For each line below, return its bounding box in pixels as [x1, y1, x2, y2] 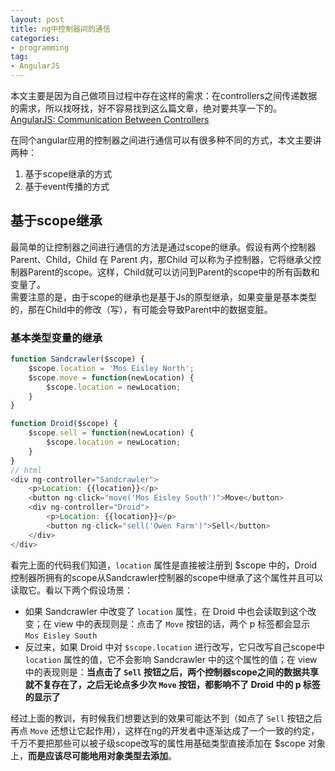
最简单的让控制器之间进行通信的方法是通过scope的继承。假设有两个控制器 [10, 241, 317, 253]
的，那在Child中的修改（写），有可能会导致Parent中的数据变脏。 [10, 303, 273, 315]
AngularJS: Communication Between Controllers [10, 114, 210, 125]
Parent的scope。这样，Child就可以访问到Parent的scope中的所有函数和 [27, 266, 320, 278]
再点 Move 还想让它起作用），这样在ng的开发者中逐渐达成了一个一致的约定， [10, 724, 320, 736]
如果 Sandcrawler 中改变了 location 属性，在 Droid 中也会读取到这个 [24, 605, 308, 617]
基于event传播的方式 [24, 181, 110, 192]
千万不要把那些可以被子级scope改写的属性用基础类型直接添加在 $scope [10, 737, 306, 749]
